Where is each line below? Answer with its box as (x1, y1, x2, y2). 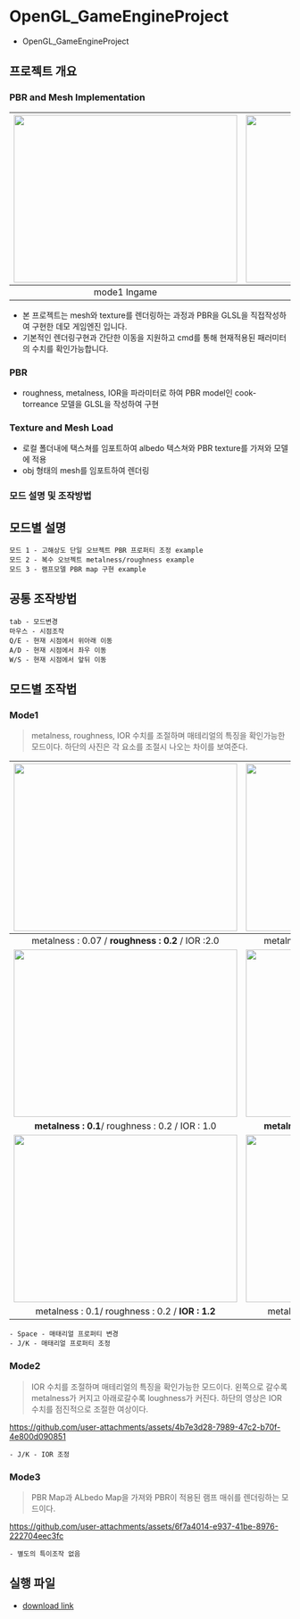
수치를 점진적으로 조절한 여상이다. (30, 1404, 149, 1415)
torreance (21, 398, 59, 409)
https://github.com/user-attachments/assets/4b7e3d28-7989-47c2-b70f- (9, 1422, 281, 1432)
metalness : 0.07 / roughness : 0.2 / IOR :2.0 (31, 935, 220, 947)
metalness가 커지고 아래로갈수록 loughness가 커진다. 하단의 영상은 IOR (30, 1392, 283, 1403)
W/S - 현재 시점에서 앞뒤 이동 (9, 655, 107, 664)
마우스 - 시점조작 (9, 627, 65, 636)
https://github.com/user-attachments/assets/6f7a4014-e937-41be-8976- (9, 1521, 279, 1532)
